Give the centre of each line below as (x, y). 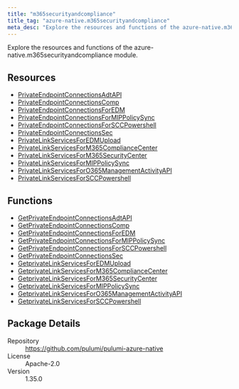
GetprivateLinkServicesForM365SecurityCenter (87, 278)
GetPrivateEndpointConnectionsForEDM (76, 233)
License (19, 356)
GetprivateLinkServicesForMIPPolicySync (79, 286)
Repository (23, 340)
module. (126, 55)
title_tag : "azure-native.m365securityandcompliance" (89, 21)
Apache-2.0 (43, 363)
